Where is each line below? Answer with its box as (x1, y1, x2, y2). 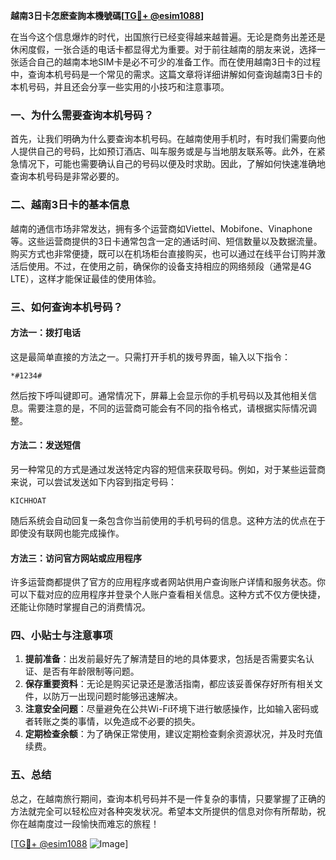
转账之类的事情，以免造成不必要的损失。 (33, 715, 201, 728)
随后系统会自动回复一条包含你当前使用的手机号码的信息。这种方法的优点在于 (10, 514, 326, 526)
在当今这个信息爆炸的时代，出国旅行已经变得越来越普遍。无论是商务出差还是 (10, 31, 326, 43)
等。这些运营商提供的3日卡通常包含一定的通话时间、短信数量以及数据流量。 (10, 235, 323, 247)
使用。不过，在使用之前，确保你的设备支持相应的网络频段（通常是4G (27, 260, 312, 272)
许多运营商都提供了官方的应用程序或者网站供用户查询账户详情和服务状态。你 (10, 576, 326, 588)
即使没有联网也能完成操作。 (10, 527, 125, 539)
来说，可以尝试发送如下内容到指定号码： (10, 475, 177, 488)
